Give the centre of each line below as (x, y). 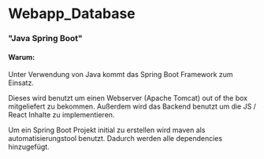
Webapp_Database (72, 14)
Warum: (22, 57)
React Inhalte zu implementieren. (61, 115)
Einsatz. (21, 83)
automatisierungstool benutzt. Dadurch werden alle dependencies (115, 139)
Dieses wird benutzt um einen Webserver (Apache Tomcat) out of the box (128, 98)
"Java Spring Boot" (45, 39)
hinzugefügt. (29, 147)
